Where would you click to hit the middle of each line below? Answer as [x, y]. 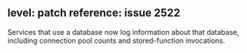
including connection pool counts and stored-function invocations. [116, 40]
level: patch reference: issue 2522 [94, 13]
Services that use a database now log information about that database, [123, 32]
